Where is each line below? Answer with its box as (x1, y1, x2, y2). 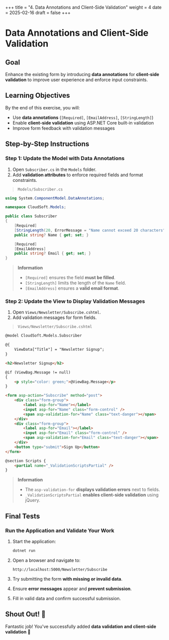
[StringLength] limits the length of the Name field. (25, 280, 126, 286)
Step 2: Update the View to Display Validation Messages (5, 298, 145, 305)
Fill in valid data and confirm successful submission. (12, 595, 121, 601)
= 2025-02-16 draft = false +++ (5, 10, 71, 16)
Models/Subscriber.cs (17, 186, 63, 192)
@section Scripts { (5, 458, 46, 463)
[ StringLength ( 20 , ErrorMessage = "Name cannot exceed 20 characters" (14, 228, 165, 233)
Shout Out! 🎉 (5, 610, 46, 619)
